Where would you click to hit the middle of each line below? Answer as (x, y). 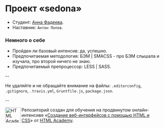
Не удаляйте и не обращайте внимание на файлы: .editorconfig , (73, 86)
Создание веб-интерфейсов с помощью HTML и (98, 115)
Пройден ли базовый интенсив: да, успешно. (60, 51)
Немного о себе (25, 40)
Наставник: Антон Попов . (38, 27)
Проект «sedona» (43, 9)
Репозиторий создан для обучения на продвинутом (76, 110)
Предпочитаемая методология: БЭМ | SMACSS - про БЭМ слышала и (86, 56)
